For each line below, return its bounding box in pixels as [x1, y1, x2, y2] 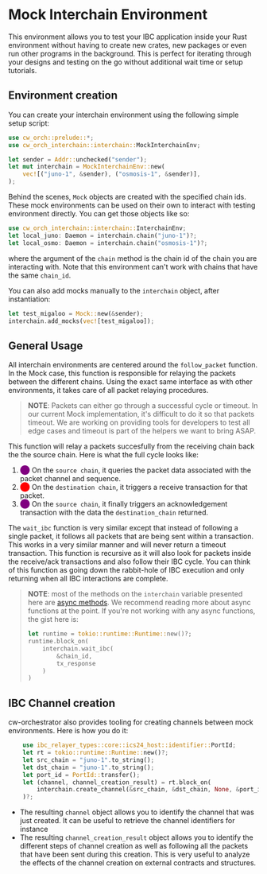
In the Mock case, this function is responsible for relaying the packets [8, 368, 236, 379]
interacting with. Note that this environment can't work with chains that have [8, 262, 258, 271]
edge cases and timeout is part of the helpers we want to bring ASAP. [27, 426, 257, 436]
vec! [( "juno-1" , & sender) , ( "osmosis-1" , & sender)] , [22, 170, 201, 178]
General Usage [8, 339, 83, 352]
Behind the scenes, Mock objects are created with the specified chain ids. [8, 192, 246, 201]
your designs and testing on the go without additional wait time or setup [8, 57, 244, 67]
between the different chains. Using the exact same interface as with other [8, 377, 253, 387]
